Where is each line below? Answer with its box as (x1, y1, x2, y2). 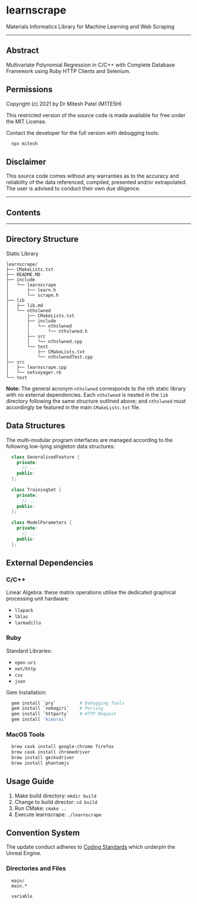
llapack (14, 607, 33, 614)
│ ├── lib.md (6, 303, 43, 308)
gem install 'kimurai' (11, 716, 67, 723)
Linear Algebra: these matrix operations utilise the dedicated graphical (6, 589, 176, 596)
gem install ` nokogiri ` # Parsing (11, 706, 104, 712)
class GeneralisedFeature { (11, 454, 80, 460)
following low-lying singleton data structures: (6, 443, 116, 450)
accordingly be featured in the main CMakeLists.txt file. (6, 404, 141, 411)
